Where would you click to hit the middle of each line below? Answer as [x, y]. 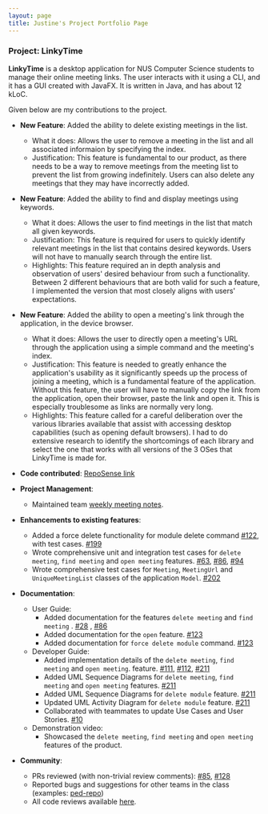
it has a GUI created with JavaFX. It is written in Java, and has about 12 [125, 86]
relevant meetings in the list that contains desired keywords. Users [142, 248]
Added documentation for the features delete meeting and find [148, 617]
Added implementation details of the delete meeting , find [139, 660]
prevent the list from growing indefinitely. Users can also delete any [143, 174]
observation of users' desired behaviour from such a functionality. [141, 274]
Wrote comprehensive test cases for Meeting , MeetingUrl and [132, 569]
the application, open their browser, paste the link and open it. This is [146, 398]
